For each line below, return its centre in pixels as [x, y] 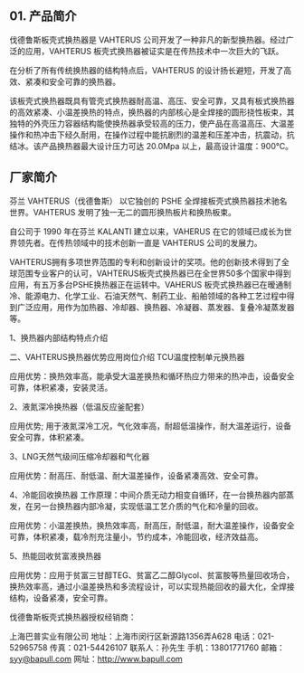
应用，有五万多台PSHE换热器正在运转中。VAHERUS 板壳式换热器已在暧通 [147, 284]
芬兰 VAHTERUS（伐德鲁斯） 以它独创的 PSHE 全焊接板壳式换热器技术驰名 [148, 201]
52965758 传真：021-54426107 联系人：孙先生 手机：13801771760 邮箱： [147, 647]
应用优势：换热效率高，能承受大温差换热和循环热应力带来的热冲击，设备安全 [152, 376]
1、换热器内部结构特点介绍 [59, 337]
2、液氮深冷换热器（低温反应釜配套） [79, 406]
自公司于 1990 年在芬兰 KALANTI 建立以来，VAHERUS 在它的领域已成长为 [147, 231]
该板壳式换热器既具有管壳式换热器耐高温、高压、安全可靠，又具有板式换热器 [152, 100]
